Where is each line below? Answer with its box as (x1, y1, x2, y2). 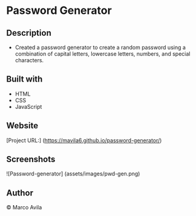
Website (6, 120, 38, 131)
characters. (15, 57, 44, 64)
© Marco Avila (6, 204, 42, 211)
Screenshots (6, 154, 56, 165)
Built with (6, 74, 43, 85)
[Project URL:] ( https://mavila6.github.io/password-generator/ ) (6, 137, 162, 144)
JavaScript (15, 103, 42, 110)
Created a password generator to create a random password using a (15, 44, 186, 51)
